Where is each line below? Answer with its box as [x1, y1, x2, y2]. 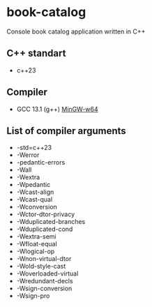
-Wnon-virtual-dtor [16, 255, 72, 263]
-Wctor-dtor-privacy [16, 210, 75, 218]
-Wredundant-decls [16, 277, 74, 285]
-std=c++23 [16, 144, 52, 152]
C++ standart [6, 47, 66, 59]
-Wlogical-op [16, 247, 55, 255]
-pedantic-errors [16, 158, 66, 167]
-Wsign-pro [16, 292, 50, 300]
